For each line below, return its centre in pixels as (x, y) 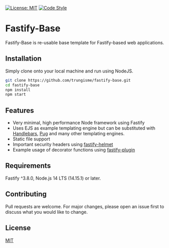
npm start (16, 94)
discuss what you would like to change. (47, 212)
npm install (18, 90)
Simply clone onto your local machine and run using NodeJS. (69, 71)
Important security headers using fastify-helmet (63, 144)
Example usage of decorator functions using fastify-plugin (74, 150)
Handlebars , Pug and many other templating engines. (68, 134)
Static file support (31, 139)
